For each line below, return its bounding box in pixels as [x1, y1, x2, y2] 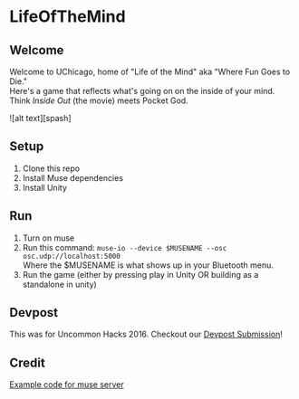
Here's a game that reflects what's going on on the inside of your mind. [9, 86, 275, 96]
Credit [9, 355, 45, 370]
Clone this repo [22, 163, 80, 174]
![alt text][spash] [9, 113, 72, 123]
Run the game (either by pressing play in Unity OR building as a [22, 269, 259, 280]
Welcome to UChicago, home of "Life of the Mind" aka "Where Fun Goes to [9, 66, 291, 77]
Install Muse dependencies [22, 172, 124, 183]
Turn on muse [22, 233, 75, 243]
